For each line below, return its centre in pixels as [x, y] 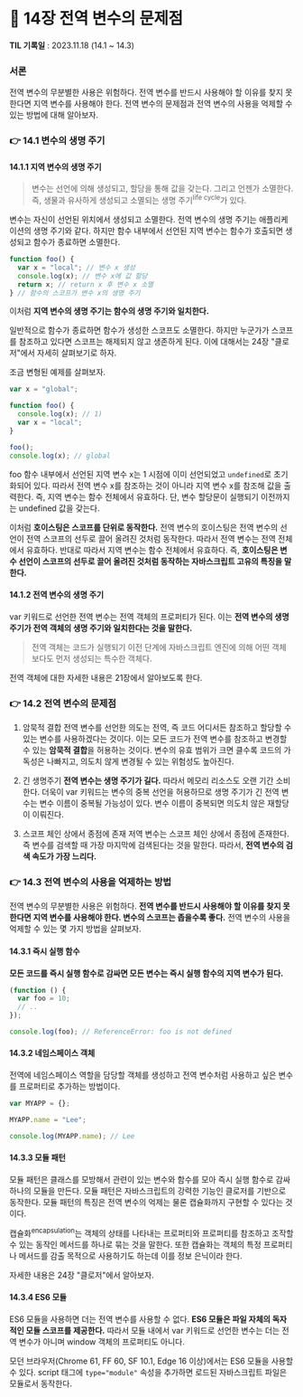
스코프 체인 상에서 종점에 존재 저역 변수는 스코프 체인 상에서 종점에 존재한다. [156, 834]
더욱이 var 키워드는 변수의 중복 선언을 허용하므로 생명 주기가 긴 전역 [161, 792]
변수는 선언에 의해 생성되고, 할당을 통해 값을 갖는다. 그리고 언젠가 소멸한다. [162, 189]
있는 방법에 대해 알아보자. [54, 115]
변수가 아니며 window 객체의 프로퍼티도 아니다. [101, 1341]
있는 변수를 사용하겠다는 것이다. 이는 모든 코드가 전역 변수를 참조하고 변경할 [155, 739]
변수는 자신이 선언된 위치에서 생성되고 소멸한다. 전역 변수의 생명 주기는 [133, 220]
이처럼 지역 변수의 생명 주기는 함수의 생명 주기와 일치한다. [109, 311]
